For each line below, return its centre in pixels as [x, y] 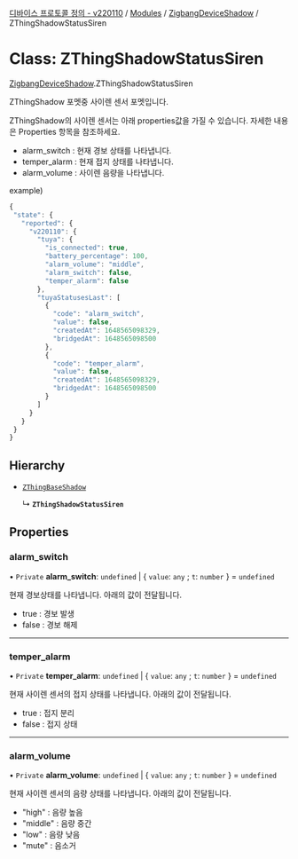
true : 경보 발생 [48, 613]
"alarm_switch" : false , [89, 272]
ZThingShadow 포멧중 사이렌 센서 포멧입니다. [89, 101]
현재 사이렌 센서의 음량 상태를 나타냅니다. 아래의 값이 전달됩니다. [121, 793]
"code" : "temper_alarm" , [98, 363]
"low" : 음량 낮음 [51, 835]
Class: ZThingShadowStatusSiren [137, 59]
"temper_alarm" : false [86, 281]
